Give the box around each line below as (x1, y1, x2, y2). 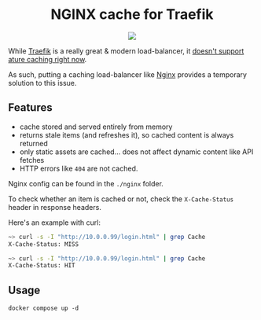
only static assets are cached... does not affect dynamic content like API (19, 147, 254, 156)
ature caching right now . (8, 54, 87, 64)
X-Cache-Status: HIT (8, 262, 76, 270)
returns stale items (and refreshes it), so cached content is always (19, 130, 234, 139)
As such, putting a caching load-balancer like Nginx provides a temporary (8, 69, 248, 79)
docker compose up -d (8, 304, 79, 312)
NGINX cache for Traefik (50, 6, 214, 24)
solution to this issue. (8, 78, 77, 87)
